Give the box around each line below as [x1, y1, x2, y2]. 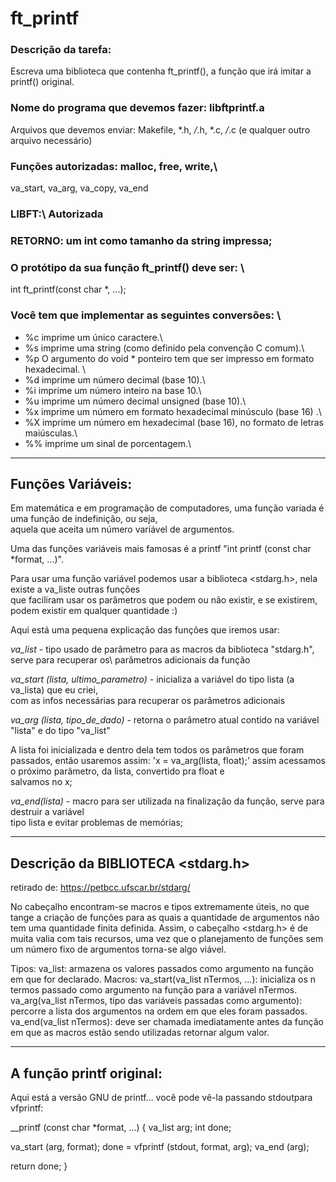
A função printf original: [10, 1065, 163, 1082]
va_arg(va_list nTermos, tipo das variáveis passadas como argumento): [10, 995, 303, 1007]
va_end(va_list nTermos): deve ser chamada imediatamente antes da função [10, 1016, 324, 1028]
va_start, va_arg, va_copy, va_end [10, 182, 149, 194]
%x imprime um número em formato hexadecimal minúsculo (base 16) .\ [24, 405, 322, 417]
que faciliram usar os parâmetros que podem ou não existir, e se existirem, [10, 594, 318, 606]
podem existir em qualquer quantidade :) [10, 605, 178, 617]
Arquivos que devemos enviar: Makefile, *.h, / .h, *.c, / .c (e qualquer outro [10, 123, 311, 136]
